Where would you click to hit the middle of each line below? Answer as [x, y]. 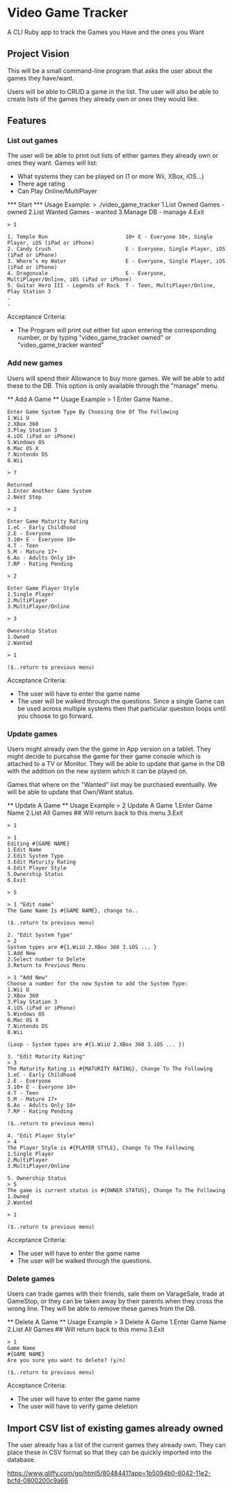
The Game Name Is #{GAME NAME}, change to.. [73, 911]
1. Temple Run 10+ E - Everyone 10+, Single [110, 237]
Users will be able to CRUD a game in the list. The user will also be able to [113, 91]
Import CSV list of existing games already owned [115, 1428]
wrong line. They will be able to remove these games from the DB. [102, 1309]
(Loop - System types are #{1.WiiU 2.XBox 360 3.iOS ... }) [96, 1045]
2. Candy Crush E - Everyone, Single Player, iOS [116, 249]
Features [27, 121]
